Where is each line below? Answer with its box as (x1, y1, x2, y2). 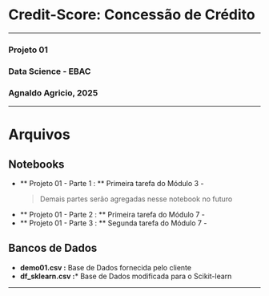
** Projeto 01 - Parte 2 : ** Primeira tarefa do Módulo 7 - (19, 210, 206, 220)
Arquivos (8, 126, 70, 144)
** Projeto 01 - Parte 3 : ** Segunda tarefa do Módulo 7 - (19, 218, 207, 228)
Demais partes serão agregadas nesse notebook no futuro (39, 194, 233, 204)
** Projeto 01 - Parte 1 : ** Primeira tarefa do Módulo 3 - (19, 179, 204, 189)
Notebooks (8, 157, 65, 171)
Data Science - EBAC (8, 66, 91, 77)
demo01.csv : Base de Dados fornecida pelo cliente (19, 262, 192, 272)
